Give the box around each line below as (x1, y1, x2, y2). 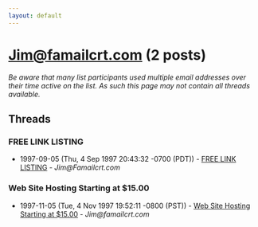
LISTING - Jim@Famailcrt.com (19, 162, 121, 172)
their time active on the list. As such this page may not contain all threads (8, 80, 251, 90)
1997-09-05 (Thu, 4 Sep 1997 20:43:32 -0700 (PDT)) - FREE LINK (19, 155, 236, 164)
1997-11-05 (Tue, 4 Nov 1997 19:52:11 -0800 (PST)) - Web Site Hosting (19, 201, 251, 210)
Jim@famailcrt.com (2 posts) (8, 45, 207, 64)
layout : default (8, 11, 62, 20)
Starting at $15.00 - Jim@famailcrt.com (19, 209, 150, 219)
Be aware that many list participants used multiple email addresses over (8, 72, 247, 82)
